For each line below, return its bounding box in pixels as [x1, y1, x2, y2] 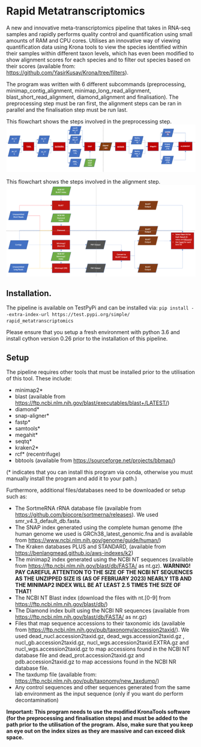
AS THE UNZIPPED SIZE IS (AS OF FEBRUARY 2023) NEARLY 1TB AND [14, 575, 192, 582]
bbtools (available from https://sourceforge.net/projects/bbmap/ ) [14, 457, 176, 464]
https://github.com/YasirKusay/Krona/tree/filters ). [6, 69, 129, 76]
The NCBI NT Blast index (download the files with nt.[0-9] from [14, 594, 171, 601]
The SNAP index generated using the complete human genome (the [14, 524, 183, 531]
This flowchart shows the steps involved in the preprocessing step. [6, 117, 172, 125]
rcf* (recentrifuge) [14, 450, 61, 458]
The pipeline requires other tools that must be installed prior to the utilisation [6, 368, 195, 376]
